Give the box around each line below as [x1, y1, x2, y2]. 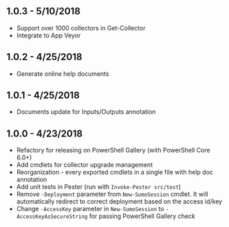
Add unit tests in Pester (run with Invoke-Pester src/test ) [16, 183, 182, 191]
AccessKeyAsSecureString [16, 213, 88, 220]
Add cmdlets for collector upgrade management [16, 161, 153, 169]
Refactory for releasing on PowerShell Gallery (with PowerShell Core [16, 146, 210, 155]
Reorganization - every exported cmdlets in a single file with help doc [16, 168, 214, 177]
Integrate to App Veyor [16, 31, 81, 39]
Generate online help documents [16, 69, 109, 78]
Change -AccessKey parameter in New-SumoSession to [16, 205, 164, 213]
